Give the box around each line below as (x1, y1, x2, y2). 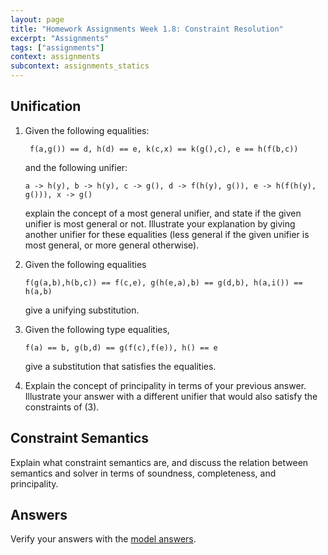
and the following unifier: (24, 161, 128, 173)
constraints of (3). (24, 401, 100, 413)
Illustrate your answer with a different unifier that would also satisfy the (24, 390, 318, 402)
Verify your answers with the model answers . (10, 533, 197, 545)
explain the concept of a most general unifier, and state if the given (24, 207, 302, 219)
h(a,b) (24, 286, 53, 296)
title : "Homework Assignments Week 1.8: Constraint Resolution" (10, 24, 284, 34)
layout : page (10, 14, 65, 25)
